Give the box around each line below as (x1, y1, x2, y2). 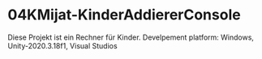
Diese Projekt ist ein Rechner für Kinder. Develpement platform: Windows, (7, 32, 255, 42)
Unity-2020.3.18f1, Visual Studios (7, 40, 118, 50)
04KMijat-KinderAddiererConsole (7, 6, 241, 24)
